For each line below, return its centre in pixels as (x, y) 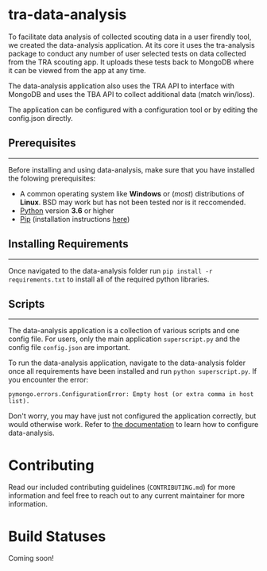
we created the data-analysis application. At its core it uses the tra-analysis (132, 45)
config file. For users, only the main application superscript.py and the (124, 339)
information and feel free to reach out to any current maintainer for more (126, 495)
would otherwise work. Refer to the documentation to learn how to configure (133, 425)
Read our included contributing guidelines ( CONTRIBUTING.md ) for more (122, 487)
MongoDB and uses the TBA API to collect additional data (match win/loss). (132, 94)
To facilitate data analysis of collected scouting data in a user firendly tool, (130, 37)
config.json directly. (41, 118)
